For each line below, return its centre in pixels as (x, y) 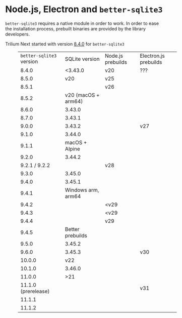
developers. (18, 34)
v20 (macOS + (82, 95)
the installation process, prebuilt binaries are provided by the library (76, 28)
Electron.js (152, 56)
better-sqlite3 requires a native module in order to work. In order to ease (82, 23)
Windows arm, (82, 190)
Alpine (72, 149)
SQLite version (82, 59)
